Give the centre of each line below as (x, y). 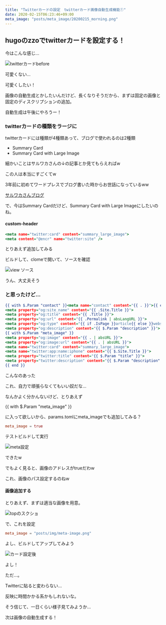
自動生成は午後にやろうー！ (33, 112)
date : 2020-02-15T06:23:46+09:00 (40, 14)
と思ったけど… (23, 295)
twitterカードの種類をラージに (41, 126)
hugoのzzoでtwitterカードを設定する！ (65, 40)
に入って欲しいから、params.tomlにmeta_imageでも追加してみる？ (73, 417)
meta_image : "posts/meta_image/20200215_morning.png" (62, 19)
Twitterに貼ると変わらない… (34, 586)
